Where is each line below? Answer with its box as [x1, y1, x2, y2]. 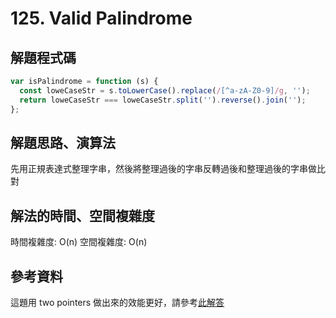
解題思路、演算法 [10, 134, 116, 151]
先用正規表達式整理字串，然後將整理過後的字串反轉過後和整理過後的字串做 [10, 163, 317, 175]
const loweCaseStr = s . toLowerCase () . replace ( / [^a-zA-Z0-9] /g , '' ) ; [19, 85, 311, 96]
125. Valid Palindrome [10, 7, 193, 30]
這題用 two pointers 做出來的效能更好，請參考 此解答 [10, 296, 225, 308]
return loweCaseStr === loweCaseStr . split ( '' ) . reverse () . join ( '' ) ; [19, 95, 307, 105]
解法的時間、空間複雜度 [10, 207, 155, 224]
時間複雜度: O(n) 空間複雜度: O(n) [10, 236, 148, 248]
